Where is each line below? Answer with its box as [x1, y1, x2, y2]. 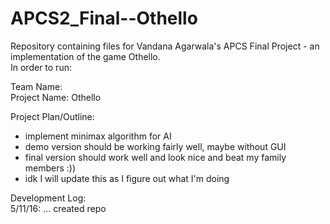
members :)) [24, 162, 77, 174]
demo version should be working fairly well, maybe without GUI [24, 140, 287, 152]
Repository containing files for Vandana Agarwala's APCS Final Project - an [10, 40, 320, 52]
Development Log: [10, 192, 87, 204]
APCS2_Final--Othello [10, 7, 198, 30]
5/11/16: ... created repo [10, 202, 107, 214]
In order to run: [10, 61, 72, 73]
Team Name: [10, 80, 63, 92]
